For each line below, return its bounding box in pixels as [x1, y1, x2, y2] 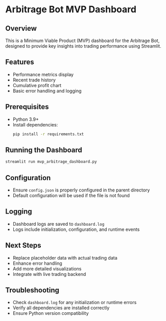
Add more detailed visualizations [12, 265, 82, 272]
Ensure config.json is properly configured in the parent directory [12, 187, 150, 193]
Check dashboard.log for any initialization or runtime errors [12, 299, 137, 306]
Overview [5, 24, 37, 33]
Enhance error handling [12, 260, 62, 266]
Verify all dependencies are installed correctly [12, 305, 110, 311]
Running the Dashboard [5, 145, 83, 154]
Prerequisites [5, 102, 49, 111]
